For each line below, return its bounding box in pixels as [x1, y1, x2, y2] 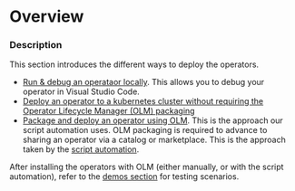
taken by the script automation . [22, 144, 140, 155]
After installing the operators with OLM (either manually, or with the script [9, 161, 284, 173]
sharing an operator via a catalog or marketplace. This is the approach [22, 134, 286, 146]
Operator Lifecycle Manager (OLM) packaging [22, 106, 195, 117]
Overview [9, 6, 84, 27]
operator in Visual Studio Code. [22, 86, 141, 97]
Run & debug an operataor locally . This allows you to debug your [22, 77, 265, 88]
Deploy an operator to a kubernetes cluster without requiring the [22, 96, 264, 107]
